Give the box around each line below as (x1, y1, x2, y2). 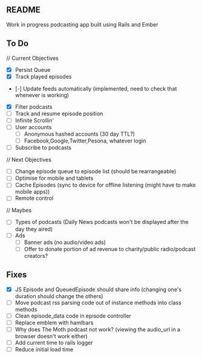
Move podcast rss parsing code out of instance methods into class (15, 299, 181, 306)
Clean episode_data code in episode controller (15, 312, 131, 319)
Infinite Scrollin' (15, 117, 54, 124)
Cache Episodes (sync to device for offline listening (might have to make (15, 181, 196, 189)
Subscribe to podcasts (15, 144, 72, 152)
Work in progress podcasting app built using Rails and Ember (6, 21, 158, 28)
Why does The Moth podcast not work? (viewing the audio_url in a (15, 325, 180, 333)
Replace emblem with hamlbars (15, 319, 94, 326)
